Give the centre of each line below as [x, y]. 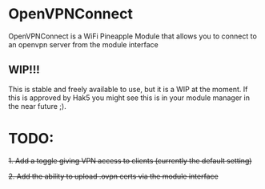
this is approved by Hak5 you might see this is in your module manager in [129, 98]
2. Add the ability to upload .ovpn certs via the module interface [113, 176]
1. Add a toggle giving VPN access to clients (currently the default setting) [130, 160]
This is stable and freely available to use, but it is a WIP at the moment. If [128, 89]
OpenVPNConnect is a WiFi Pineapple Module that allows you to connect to [133, 36]
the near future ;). [37, 106]
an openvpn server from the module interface [83, 44]
